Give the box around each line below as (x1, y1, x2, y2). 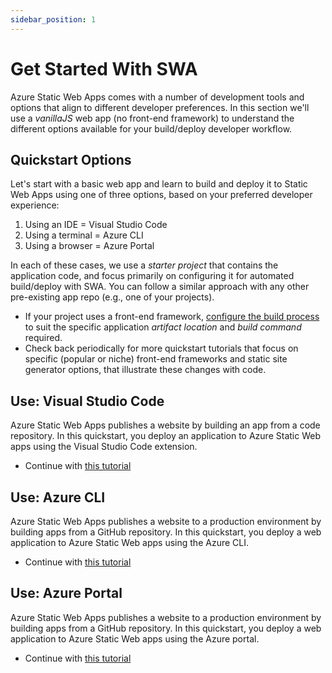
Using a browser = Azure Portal (24, 240, 155, 252)
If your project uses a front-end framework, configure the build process (24, 311, 320, 323)
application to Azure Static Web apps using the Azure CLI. (10, 537, 249, 548)
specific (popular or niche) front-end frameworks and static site (24, 353, 288, 365)
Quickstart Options (10, 151, 132, 168)
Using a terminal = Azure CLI (24, 229, 144, 241)
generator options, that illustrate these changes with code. (24, 364, 267, 376)
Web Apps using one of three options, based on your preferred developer (10, 189, 313, 201)
